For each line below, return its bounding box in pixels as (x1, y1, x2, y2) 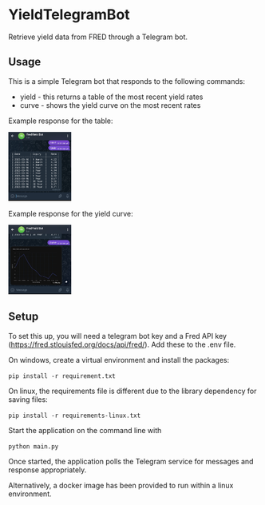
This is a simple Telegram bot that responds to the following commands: (8, 76, 246, 85)
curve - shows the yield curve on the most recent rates (19, 100, 201, 109)
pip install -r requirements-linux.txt (8, 412, 141, 420)
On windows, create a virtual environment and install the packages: (8, 355, 230, 364)
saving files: (8, 394, 48, 404)
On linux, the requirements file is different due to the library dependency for (8, 386, 257, 396)
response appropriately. (8, 465, 87, 475)
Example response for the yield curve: (8, 209, 133, 218)
